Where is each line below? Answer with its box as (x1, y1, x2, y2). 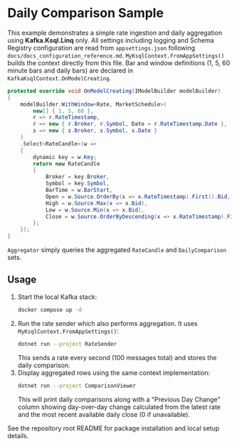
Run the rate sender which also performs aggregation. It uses (17, 319, 198, 327)
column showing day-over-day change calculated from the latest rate (17, 403, 221, 411)
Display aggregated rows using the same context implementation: (17, 368, 211, 377)
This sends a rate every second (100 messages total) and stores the (17, 353, 217, 361)
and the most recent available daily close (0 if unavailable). (17, 410, 191, 418)
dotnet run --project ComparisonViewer (17, 382, 137, 389)
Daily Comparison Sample (7, 5, 164, 21)
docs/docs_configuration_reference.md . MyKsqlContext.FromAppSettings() (7, 51, 225, 60)
